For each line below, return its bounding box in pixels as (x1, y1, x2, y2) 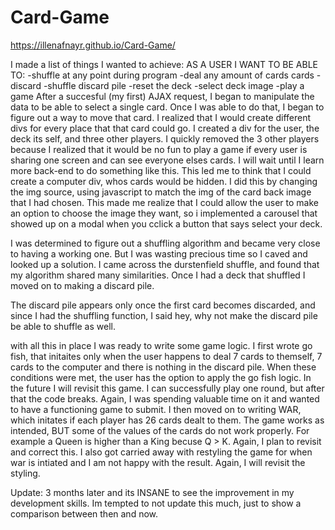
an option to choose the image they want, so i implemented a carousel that (10, 207, 318, 219)
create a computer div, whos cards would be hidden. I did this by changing (10, 175, 318, 187)
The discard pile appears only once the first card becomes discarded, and (10, 299, 316, 311)
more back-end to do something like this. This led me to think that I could (10, 164, 312, 176)
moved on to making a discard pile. (10, 279, 155, 291)
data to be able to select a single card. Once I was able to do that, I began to (10, 101, 325, 113)
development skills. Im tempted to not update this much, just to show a (10, 497, 302, 509)
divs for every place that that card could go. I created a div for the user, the (10, 122, 320, 134)
